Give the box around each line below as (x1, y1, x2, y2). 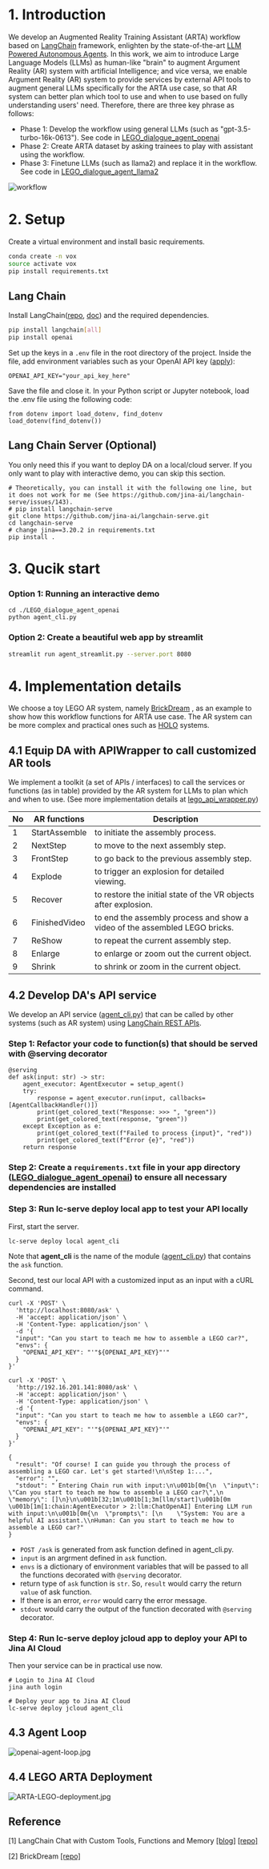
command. (8, 1284, 44, 1293)
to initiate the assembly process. (94, 827, 216, 838)
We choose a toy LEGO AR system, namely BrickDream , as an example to (8, 703, 252, 713)
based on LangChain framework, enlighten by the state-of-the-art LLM (8, 40, 242, 50)
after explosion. (94, 899, 154, 910)
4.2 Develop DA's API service (8, 988, 157, 1002)
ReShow (31, 935, 62, 947)
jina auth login (8, 1683, 62, 1691)
